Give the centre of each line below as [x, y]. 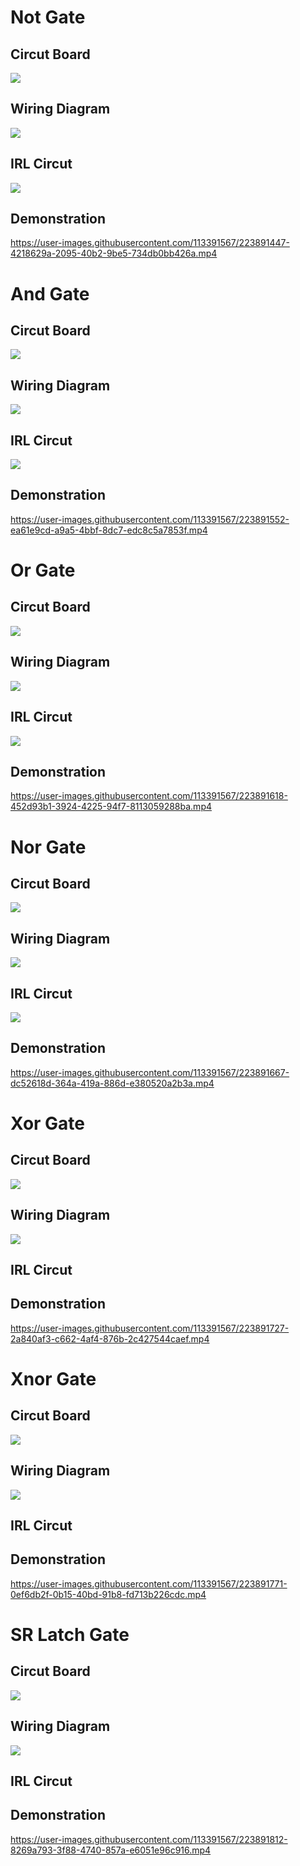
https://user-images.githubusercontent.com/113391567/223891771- [149, 1583]
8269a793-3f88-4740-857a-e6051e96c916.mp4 [111, 1850]
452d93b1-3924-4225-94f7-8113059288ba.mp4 [111, 807]
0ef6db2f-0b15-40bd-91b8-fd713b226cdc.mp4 [108, 1594]
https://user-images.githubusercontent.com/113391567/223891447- [150, 243]
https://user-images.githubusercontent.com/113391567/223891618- [149, 796]
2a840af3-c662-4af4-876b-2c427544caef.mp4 [110, 1338]
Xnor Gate [53, 1378]
